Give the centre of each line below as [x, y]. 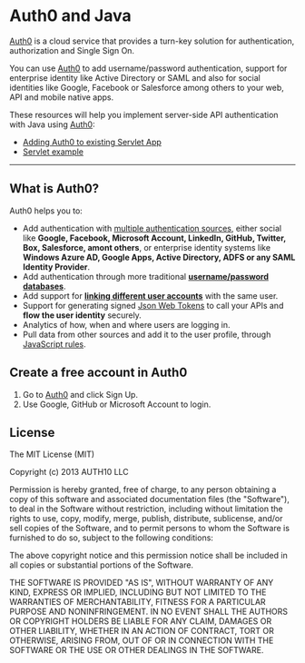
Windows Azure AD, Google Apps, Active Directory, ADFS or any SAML [159, 257]
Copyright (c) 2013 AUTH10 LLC [69, 472]
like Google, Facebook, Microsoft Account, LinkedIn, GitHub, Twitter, [154, 238]
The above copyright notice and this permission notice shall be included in [148, 556]
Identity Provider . [56, 267]
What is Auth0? [54, 188]
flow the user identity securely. [82, 315]
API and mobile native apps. [62, 97]
